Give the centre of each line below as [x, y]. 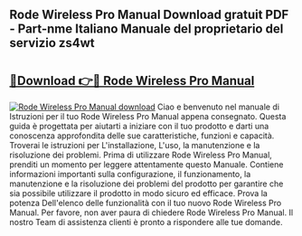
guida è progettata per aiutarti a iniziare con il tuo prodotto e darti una [139, 126]
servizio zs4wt [52, 43]
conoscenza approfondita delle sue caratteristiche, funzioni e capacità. [142, 136]
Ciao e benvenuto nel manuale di [218, 107]
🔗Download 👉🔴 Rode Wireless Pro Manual [132, 80]
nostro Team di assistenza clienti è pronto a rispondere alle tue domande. [146, 222]
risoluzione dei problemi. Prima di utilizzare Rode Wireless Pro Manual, [141, 155]
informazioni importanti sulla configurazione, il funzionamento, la [130, 174]
